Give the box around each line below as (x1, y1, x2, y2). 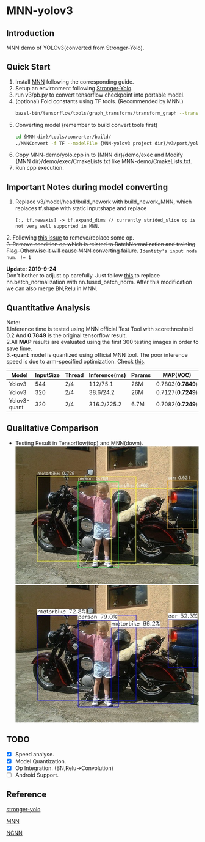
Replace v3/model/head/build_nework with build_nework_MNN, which (15, 198, 192, 205)
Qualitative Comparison (6, 423, 99, 434)
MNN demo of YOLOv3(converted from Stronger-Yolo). (6, 44, 145, 51)
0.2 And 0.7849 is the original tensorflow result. (6, 332, 127, 339)
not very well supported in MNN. (15, 224, 101, 230)
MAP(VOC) (162, 371, 192, 379)
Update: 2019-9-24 (6, 265, 57, 273)
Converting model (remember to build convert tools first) (15, 121, 158, 128)
